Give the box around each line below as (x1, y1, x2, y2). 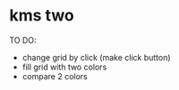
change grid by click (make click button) (21, 52, 172, 62)
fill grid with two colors (21, 61, 107, 72)
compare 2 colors (21, 70, 88, 81)
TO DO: (9, 35, 38, 45)
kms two (9, 5, 74, 26)
